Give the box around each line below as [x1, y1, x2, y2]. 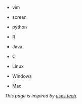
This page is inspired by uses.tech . [5, 93, 78, 98]
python [12, 24, 27, 30]
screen [12, 14, 27, 20]
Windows [12, 73, 32, 79]
